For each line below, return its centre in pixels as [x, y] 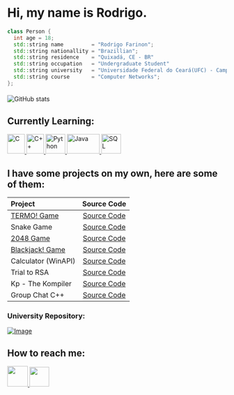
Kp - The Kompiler [41, 284]
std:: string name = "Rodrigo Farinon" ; [84, 44]
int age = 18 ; [34, 38]
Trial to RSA [30, 272]
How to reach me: [46, 353]
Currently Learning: [51, 121]
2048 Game [31, 239]
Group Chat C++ [38, 295]
